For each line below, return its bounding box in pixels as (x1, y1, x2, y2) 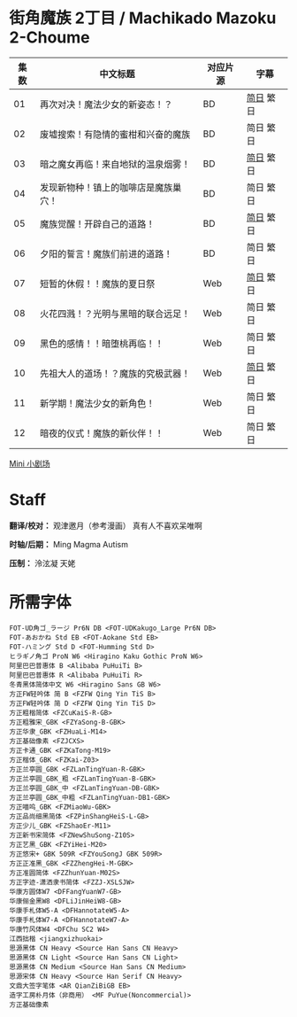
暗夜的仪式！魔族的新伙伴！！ (39, 427, 164, 439)
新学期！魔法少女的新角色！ (39, 397, 156, 409)
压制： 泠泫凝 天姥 (9, 557, 76, 568)
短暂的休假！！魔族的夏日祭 (39, 277, 156, 290)
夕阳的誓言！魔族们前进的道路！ (39, 247, 173, 260)
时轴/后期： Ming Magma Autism (9, 539, 128, 549)
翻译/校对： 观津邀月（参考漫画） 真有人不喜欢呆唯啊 (9, 520, 203, 531)
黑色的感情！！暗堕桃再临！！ (39, 338, 164, 350)
